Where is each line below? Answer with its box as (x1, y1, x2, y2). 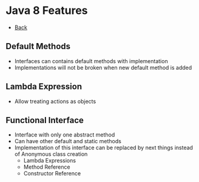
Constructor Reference (23, 170, 81, 177)
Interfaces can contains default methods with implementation (14, 57, 168, 64)
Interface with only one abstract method (14, 131, 115, 138)
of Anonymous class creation (14, 150, 88, 158)
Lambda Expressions (23, 157, 76, 164)
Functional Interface (5, 115, 84, 125)
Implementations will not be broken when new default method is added (14, 64, 192, 71)
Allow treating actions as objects (14, 98, 96, 105)
